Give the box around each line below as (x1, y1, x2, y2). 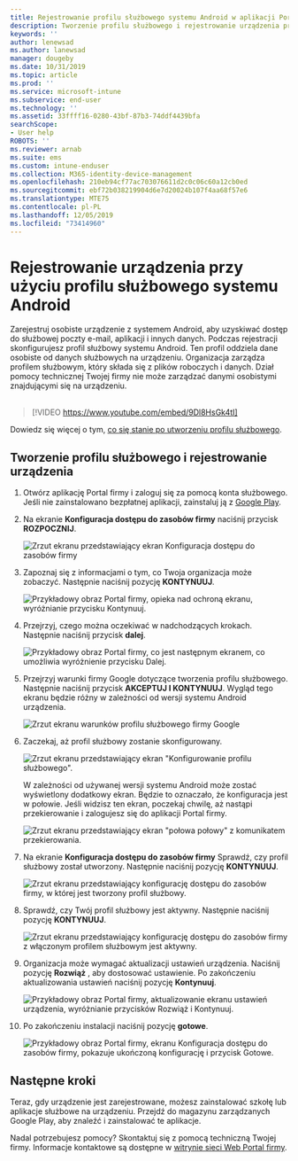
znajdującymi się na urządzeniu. (10, 380, 127, 391)
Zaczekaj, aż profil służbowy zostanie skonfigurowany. (22, 736, 223, 747)
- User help (10, 129, 54, 137)
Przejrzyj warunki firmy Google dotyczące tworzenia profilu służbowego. (22, 674, 288, 684)
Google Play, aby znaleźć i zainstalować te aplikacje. (10, 1116, 202, 1126)
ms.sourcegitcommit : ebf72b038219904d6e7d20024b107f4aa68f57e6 (10, 186, 248, 195)
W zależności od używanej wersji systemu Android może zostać (22, 780, 257, 791)
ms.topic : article (10, 71, 78, 80)
